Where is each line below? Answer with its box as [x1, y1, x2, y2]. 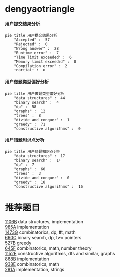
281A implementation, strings [5, 266, 65, 272]
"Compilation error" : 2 [14, 64, 68, 69]
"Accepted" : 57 [14, 37, 50, 43]
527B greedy [5, 240, 32, 246]
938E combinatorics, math [5, 261, 60, 267]
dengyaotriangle [5, 3, 75, 15]
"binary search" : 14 [14, 158, 61, 163]
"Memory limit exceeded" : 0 [14, 59, 77, 64]
